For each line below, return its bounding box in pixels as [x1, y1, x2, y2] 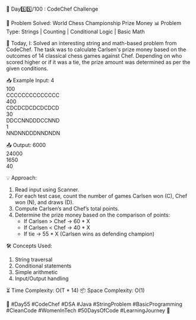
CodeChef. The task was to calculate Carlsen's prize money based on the [6, 46, 186, 53]
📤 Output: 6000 [6, 142, 46, 148]
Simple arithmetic [14, 269, 58, 275]
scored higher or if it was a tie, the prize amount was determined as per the [6, 59, 191, 65]
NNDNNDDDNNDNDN [6, 130, 61, 136]
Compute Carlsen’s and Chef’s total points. [14, 205, 120, 212]
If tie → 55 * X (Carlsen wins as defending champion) [23, 230, 155, 237]
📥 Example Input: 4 [6, 77, 55, 84]
